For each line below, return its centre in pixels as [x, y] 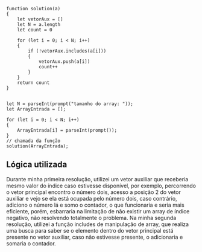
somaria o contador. [31, 243]
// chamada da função [33, 141]
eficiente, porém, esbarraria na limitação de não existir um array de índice [98, 211]
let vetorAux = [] [40, 19]
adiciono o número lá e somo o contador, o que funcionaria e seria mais [96, 205]
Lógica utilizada [37, 165]
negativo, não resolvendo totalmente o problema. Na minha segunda [91, 218]
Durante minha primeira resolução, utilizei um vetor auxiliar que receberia [97, 179]
